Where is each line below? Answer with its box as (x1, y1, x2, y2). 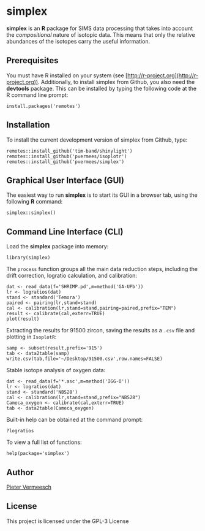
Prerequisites (6, 55, 59, 66)
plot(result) (6, 316, 40, 323)
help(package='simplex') (6, 451, 70, 457)
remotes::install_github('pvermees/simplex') (6, 158, 124, 165)
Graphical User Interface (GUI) (6, 175, 124, 185)
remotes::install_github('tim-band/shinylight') (6, 148, 133, 154)
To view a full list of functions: (6, 438, 82, 446)
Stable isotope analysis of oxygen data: (6, 367, 106, 374)
